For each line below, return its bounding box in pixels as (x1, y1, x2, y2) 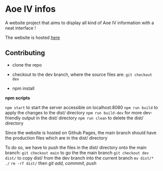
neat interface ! (5, 25, 36, 31)
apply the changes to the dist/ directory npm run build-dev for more (5, 109, 142, 115)
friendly (5, 115, 21, 121)
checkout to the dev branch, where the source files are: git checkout (12, 71, 152, 77)
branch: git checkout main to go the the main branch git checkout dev (5, 149, 149, 156)
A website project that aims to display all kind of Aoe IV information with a (5, 20, 154, 26)
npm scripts (5, 95, 30, 101)
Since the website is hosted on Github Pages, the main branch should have (5, 130, 157, 136)
